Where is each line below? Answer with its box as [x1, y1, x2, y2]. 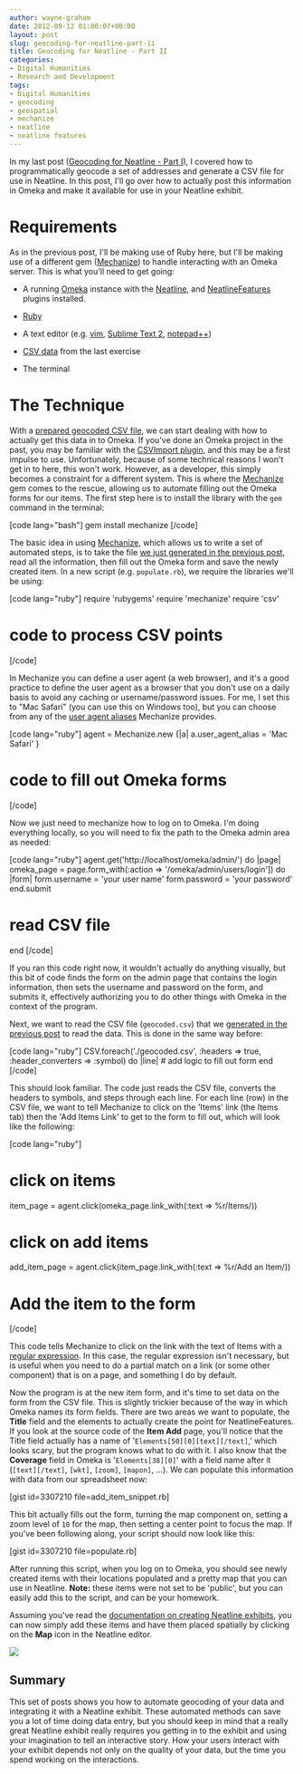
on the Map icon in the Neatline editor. [9, 1629, 152, 1640]
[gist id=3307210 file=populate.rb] [9, 1546, 137, 1557]
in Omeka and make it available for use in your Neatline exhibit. [9, 185, 244, 196]
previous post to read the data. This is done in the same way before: [9, 1027, 264, 1038]
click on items [9, 1170, 116, 1191]
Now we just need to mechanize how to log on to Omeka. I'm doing [9, 817, 260, 828]
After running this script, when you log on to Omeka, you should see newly [9, 1564, 288, 1575]
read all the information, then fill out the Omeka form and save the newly [9, 556, 279, 567]
